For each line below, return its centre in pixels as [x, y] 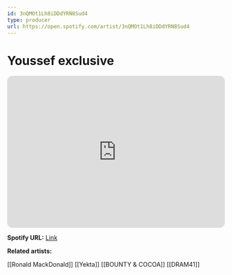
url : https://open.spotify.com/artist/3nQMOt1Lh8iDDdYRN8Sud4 [98, 26]
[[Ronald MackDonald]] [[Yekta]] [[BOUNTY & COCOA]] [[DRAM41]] [104, 265]
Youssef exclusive [61, 60]
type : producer [29, 20]
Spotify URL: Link [32, 238]
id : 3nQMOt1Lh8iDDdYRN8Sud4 [48, 13]
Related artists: [30, 251]
